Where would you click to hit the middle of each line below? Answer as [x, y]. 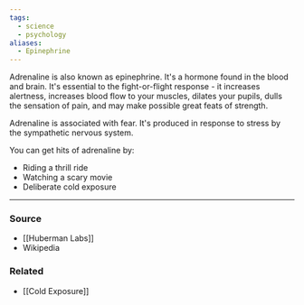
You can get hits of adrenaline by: [72, 151]
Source [26, 219]
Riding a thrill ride [55, 168]
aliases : [26, 43]
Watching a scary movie [67, 178]
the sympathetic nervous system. [71, 133]
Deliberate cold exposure [69, 187]
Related [27, 272]
